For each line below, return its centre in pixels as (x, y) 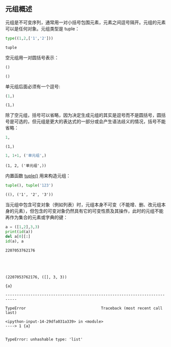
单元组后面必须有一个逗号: (33, 86)
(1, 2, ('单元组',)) (26, 166)
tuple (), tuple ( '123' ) (29, 185)
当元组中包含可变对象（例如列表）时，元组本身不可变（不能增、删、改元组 (83, 205)
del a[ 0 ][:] (18, 236)
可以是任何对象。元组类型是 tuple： (42, 28)
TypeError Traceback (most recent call (84, 308)
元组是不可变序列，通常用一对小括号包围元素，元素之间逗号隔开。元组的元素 (85, 22)
